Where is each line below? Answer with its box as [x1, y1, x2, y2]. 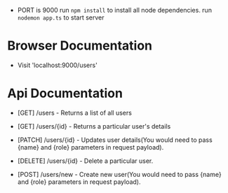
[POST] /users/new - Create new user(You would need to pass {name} [17, 170, 222, 178]
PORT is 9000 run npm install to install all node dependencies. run [17, 6, 213, 14]
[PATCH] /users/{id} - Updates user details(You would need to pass [17, 136, 213, 144]
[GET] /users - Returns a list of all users [17, 108, 132, 117]
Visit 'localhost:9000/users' [17, 61, 98, 69]
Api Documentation [7, 85, 123, 101]
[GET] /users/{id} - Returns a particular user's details [17, 122, 171, 130]
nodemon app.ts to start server [17, 13, 105, 22]
